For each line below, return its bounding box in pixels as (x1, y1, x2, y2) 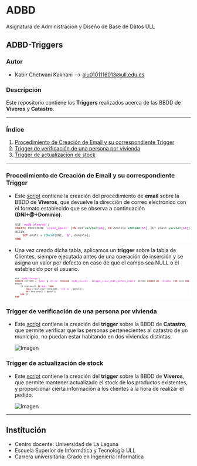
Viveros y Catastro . (6, 105, 55, 112)
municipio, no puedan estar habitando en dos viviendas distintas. (14, 333, 172, 340)
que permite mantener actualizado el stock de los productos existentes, (14, 378, 188, 385)
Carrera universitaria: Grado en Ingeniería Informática (14, 453, 144, 460)
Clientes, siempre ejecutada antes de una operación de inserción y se (14, 253, 184, 260)
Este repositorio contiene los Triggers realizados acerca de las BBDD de (6, 99, 181, 106)
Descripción (6, 86, 42, 94)
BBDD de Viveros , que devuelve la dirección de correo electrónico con (14, 198, 186, 206)
